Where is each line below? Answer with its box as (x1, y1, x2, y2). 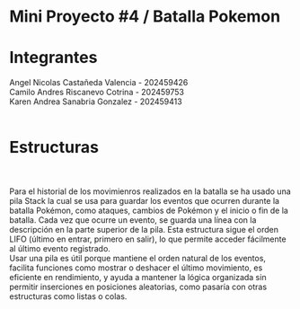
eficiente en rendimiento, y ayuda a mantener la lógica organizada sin (9, 272, 267, 283)
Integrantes (9, 48, 98, 68)
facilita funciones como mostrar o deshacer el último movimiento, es (9, 262, 263, 273)
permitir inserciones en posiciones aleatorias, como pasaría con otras (9, 281, 268, 293)
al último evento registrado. (9, 243, 110, 254)
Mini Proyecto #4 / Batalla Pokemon (9, 6, 281, 27)
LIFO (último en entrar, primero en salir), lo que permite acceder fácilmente (9, 234, 287, 244)
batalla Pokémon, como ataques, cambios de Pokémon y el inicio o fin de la (9, 205, 289, 216)
